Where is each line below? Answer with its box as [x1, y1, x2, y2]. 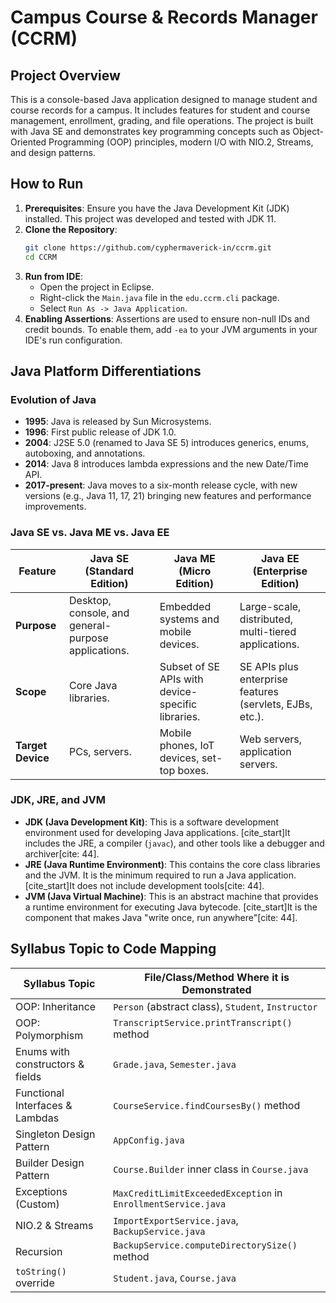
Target [15, 738, 48, 752]
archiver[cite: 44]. [24, 847, 100, 860]
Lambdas [15, 1111, 60, 1125]
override [15, 1276, 55, 1290]
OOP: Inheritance [15, 999, 97, 1013]
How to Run [10, 176, 84, 193]
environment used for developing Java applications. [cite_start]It [24, 826, 291, 838]
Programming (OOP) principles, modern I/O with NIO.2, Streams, [48, 136, 314, 148]
